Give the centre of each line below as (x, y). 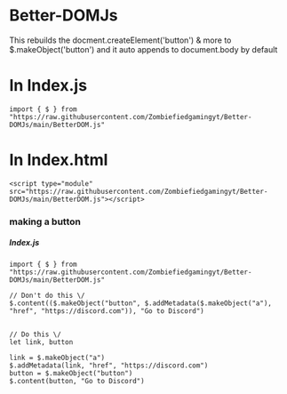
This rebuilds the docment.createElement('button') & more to (120, 40)
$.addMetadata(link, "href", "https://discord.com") (109, 366)
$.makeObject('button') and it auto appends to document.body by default (143, 49)
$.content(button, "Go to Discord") (77, 381)
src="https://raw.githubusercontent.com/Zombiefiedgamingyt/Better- (139, 191)
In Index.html (59, 160)
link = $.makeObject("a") (57, 358)
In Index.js (48, 86)
